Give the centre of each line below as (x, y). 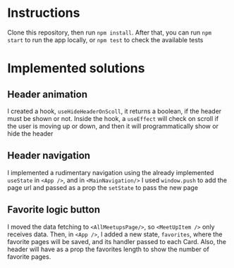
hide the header (30, 133)
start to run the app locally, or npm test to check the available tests (105, 39)
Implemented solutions (76, 69)
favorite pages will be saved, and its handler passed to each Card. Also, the (117, 241)
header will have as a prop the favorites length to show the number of (108, 249)
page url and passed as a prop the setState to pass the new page (103, 187)
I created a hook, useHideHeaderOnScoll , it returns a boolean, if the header (115, 111)
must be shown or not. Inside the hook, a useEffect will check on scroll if (113, 118)
